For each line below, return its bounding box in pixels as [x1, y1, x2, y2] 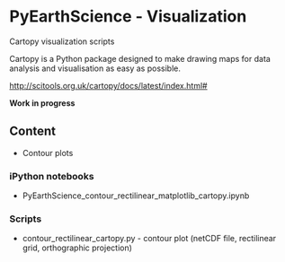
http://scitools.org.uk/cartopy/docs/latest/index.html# [9, 80, 209, 91]
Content [9, 124, 57, 139]
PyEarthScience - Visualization [9, 6, 247, 27]
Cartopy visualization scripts [9, 36, 115, 47]
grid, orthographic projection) [22, 242, 133, 253]
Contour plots [22, 147, 74, 158]
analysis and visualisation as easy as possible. [9, 63, 182, 74]
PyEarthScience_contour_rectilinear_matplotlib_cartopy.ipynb [22, 190, 250, 201]
